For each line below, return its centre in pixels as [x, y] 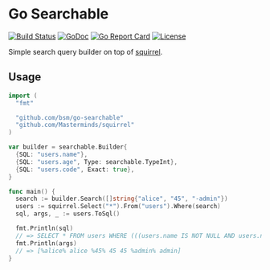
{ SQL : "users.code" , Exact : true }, [75, 170]
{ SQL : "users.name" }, [52, 154]
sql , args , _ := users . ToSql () [68, 214]
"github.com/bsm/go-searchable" [70, 117]
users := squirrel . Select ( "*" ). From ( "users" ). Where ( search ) [118, 207]
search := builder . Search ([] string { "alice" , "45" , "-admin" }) [122, 199]
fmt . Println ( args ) [47, 243]
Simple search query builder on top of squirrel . [86, 51]
